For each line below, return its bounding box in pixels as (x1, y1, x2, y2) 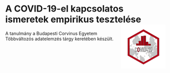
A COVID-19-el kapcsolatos (5, 3, 124, 15)
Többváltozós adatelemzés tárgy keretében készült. (5, 36, 114, 42)
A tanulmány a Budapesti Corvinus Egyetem (5, 30, 98, 36)
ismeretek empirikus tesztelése (5, 14, 141, 25)
